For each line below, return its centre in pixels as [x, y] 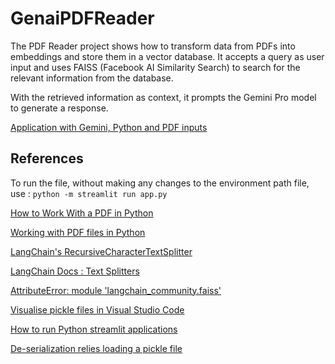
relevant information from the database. [92, 78]
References [47, 158]
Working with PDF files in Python [78, 232]
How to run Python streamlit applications [94, 329]
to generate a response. [59, 108]
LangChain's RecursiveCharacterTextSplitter [101, 251]
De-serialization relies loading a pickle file [96, 348]
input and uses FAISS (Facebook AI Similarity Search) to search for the [155, 67]
